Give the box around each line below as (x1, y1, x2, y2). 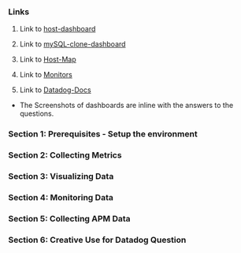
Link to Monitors (19, 70, 72, 80)
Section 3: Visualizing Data (8, 171, 114, 182)
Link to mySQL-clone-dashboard (19, 39, 126, 49)
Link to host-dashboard (19, 24, 96, 34)
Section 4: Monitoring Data (8, 192, 114, 203)
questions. (19, 109, 54, 118)
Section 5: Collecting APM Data (8, 213, 132, 224)
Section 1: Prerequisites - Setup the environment (8, 128, 198, 140)
